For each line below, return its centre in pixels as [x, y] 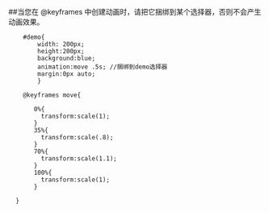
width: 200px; [61, 44]
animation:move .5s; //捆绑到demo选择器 [103, 67]
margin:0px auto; [66, 74]
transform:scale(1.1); [79, 159]
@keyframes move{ [52, 95]
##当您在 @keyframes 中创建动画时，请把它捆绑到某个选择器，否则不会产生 [135, 12]
